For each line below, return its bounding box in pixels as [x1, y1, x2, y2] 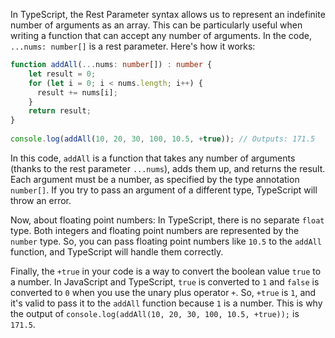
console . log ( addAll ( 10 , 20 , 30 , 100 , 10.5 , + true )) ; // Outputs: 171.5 [10, 134, 316, 144]
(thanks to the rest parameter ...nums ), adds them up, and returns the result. [10, 162, 326, 174]
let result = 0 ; [28, 69, 97, 79]
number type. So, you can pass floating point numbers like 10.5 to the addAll [10, 235, 322, 247]
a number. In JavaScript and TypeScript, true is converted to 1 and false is [10, 275, 320, 288]
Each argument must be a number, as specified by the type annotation [10, 173, 300, 185]
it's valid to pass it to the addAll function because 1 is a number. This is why [10, 297, 323, 309]
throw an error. [10, 194, 72, 206]
